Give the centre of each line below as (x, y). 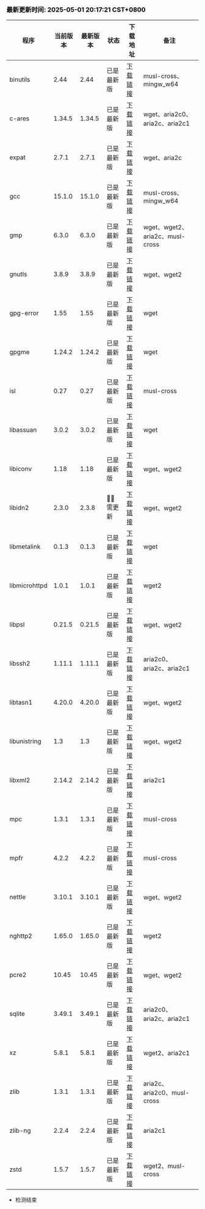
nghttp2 (21, 936)
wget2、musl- (164, 1166)
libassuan (23, 430)
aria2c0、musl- (166, 1093)
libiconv (21, 469)
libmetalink (25, 546)
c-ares (20, 118)
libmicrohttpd (28, 586)
